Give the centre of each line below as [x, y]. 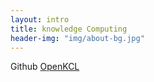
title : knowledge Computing [69, 29]
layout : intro [40, 19]
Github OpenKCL [45, 67]
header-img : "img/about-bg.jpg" [77, 38]
